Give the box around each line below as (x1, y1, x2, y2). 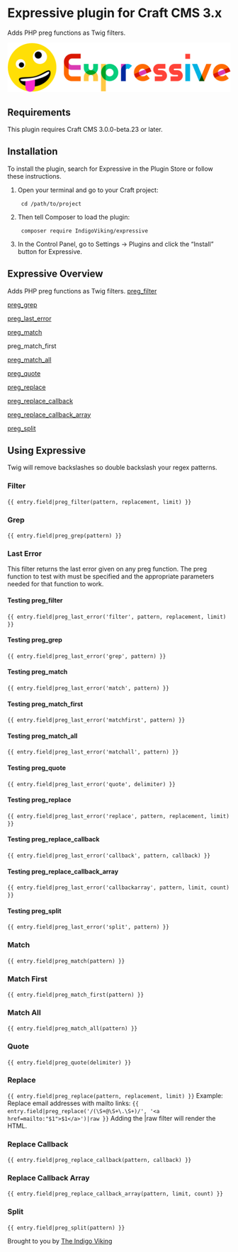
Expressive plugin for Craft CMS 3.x (7, 5, 222, 21)
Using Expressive (7, 445, 86, 457)
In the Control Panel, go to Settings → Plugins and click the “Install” (17, 240, 214, 248)
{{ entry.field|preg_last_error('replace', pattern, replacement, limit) (7, 812, 230, 820)
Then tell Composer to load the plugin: (17, 213, 130, 221)
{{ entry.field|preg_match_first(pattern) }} (7, 991, 144, 998)
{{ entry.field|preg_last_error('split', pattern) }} (7, 924, 170, 931)
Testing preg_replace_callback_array (7, 867, 119, 876)
